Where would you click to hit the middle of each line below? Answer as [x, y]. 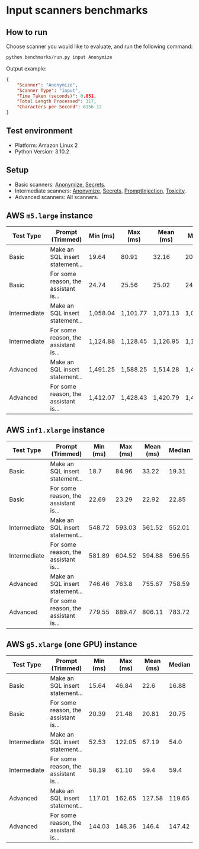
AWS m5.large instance [49, 216]
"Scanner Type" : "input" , [49, 90]
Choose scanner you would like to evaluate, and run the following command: [99, 46]
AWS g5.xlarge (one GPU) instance [72, 644]
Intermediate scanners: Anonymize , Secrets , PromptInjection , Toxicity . [100, 191]
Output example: [26, 68]
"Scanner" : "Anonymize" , [47, 85]
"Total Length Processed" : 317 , [57, 101]
